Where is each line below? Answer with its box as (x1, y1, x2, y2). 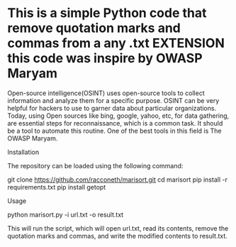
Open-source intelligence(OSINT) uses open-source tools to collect (7, 89, 205, 97)
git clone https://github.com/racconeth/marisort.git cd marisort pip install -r (7, 175, 228, 184)
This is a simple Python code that (7, 5, 207, 21)
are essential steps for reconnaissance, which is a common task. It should (7, 119, 223, 127)
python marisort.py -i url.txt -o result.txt (7, 210, 124, 219)
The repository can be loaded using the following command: (7, 161, 184, 170)
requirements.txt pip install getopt (7, 182, 106, 191)
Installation (7, 148, 40, 156)
